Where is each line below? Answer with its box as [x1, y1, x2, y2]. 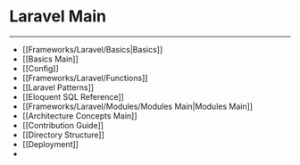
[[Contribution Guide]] [21, 120, 104, 130]
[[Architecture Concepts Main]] [21, 110, 137, 121]
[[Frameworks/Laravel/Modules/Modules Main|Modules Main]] [21, 101, 253, 111]
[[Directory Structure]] [21, 129, 105, 140]
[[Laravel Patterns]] [21, 82, 95, 93]
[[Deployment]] [21, 138, 79, 149]
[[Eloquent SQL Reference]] [21, 91, 125, 102]
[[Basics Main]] [21, 54, 79, 64]
